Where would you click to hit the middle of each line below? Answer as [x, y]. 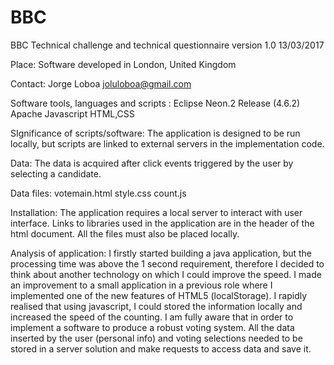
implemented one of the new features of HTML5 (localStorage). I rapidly [159, 295]
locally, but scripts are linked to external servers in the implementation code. [167, 143]
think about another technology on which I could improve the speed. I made [166, 274]
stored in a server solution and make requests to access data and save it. [161, 348]
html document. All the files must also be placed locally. [125, 233]
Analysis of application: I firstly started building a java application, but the [161, 253]
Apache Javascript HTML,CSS [72, 113]
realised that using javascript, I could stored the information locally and [156, 306]
